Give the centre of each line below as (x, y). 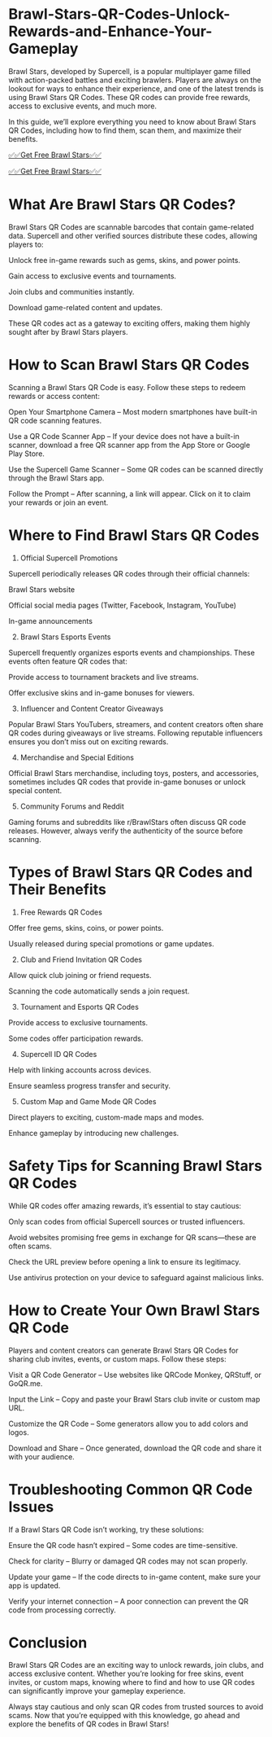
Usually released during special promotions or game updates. (111, 943)
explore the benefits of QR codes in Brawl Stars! (89, 1724)
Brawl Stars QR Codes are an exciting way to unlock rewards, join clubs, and (136, 1665)
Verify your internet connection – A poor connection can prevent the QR (129, 1601)
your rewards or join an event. (58, 502)
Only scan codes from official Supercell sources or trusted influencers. (127, 1222)
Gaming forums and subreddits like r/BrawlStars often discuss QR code (127, 822)
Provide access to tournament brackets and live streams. (104, 677)
